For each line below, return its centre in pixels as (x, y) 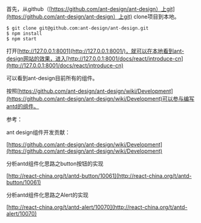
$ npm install (24, 34)
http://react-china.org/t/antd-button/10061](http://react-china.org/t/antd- (100, 176)
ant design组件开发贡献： (38, 132)
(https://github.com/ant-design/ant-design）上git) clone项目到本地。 (93, 16)
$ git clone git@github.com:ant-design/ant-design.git (78, 28)
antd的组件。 (23, 106)
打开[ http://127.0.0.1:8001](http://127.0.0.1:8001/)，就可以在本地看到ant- (95, 51)
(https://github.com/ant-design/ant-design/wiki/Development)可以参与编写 (100, 99)
